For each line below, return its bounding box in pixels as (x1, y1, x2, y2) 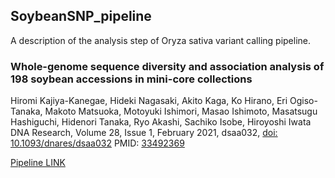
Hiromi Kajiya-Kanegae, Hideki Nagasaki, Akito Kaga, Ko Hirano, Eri (10, 95, 288, 107)
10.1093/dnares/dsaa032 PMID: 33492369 (10, 137, 185, 149)
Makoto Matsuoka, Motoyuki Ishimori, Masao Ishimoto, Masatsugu (44, 105, 318, 118)
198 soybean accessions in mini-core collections (10, 72, 253, 86)
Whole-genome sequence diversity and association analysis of (10, 59, 325, 73)
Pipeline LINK (10, 157, 66, 169)
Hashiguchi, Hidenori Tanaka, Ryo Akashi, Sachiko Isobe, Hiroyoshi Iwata (10, 116, 312, 128)
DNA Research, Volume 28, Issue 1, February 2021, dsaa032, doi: (10, 127, 278, 139)
